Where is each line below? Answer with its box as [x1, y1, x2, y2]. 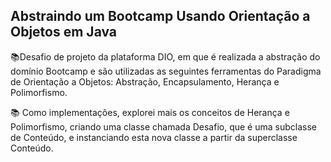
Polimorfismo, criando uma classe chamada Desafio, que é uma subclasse [10, 120, 317, 133]
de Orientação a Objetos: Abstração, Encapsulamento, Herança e [10, 75, 280, 88]
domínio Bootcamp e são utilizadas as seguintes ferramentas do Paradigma [10, 65, 322, 77]
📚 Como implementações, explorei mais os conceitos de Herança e [10, 106, 290, 118]
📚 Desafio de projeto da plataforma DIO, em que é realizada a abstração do [10, 50, 321, 63]
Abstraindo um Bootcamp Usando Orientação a [10, 8, 311, 25]
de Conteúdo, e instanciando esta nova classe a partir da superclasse [10, 131, 298, 143]
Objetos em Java [10, 24, 118, 41]
